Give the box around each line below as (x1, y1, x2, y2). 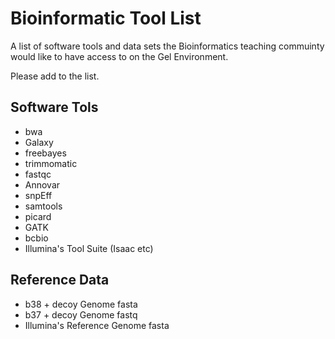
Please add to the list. (10, 70, 100, 82)
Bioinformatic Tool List (10, 7, 202, 30)
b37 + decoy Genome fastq (24, 308, 138, 321)
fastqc (24, 168, 52, 180)
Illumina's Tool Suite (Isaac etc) (24, 242, 154, 254)
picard (24, 210, 52, 222)
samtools (24, 200, 63, 212)
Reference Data (10, 272, 110, 289)
